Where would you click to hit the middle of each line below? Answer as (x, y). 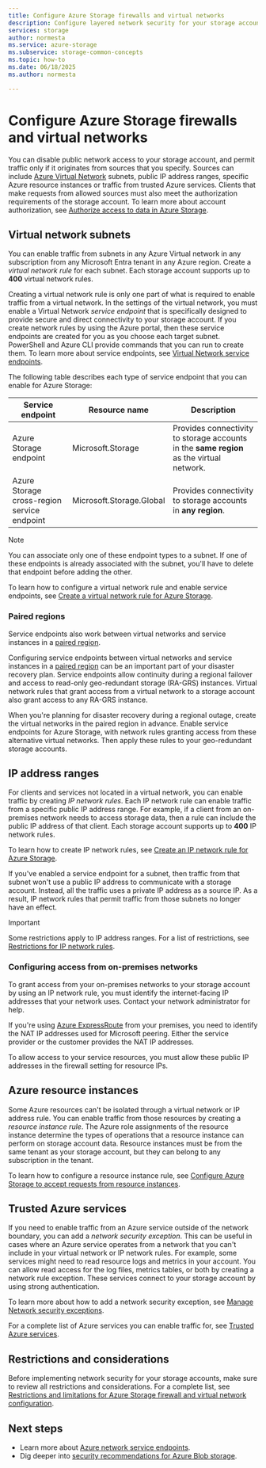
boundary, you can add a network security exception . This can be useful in (130, 1236)
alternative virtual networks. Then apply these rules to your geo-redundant (130, 740)
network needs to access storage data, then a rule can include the (148, 818)
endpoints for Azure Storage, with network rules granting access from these (133, 732)
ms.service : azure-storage (53, 45)
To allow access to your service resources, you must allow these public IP (129, 1057)
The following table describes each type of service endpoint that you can (128, 377)
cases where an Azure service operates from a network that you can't (122, 1245)
